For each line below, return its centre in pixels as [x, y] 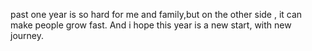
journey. [27, 35]
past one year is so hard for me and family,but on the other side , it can [156, 14]
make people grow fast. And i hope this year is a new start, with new [151, 25]
